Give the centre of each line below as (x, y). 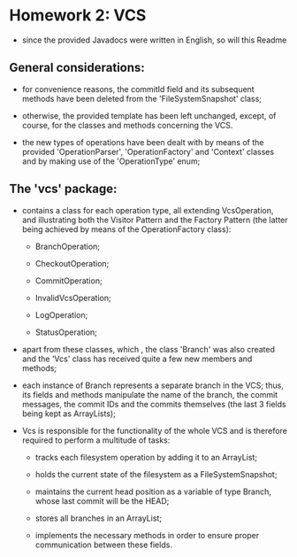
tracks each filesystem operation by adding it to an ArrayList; (146, 457)
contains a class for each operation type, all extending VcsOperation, (148, 210)
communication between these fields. (103, 545)
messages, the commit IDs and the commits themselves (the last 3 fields (154, 404)
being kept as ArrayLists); (69, 414)
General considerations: (77, 68)
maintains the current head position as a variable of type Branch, (153, 491)
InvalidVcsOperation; (73, 298)
